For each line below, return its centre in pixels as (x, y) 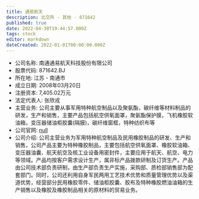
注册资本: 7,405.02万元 (43, 93)
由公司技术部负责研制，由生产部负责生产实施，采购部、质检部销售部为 (101, 167)
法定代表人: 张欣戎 (37, 100)
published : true (26, 23)
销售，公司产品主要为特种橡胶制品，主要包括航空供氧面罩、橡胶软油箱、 (104, 145)
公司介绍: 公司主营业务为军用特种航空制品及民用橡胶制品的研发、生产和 (103, 137)
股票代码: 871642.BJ (40, 70)
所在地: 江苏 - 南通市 (40, 78)
